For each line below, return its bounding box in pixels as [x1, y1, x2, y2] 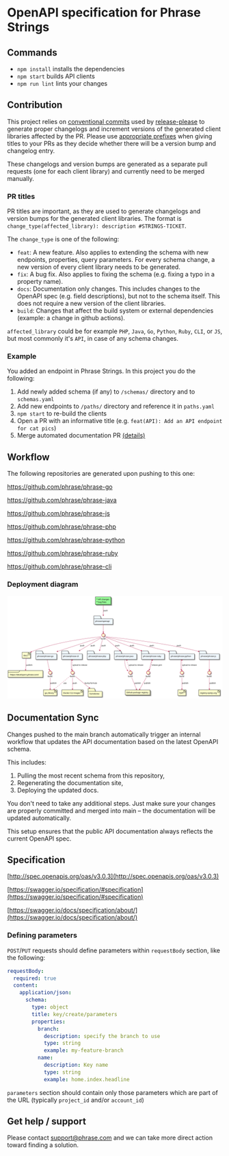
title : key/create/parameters [31, 1011, 118, 1017]
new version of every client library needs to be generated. [16, 263, 181, 272]
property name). [16, 278, 64, 286]
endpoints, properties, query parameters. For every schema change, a [16, 256, 215, 264]
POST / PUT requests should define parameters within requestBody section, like [7, 946, 221, 954]
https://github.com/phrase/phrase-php [7, 522, 116, 531]
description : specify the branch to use [43, 1033, 161, 1039]
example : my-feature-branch [43, 1047, 124, 1054]
